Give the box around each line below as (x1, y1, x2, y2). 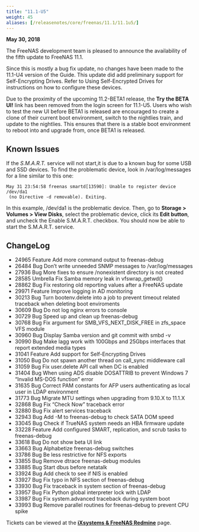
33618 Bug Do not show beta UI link (14, 439, 102, 446)
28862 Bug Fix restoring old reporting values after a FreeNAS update (14, 282, 183, 288)
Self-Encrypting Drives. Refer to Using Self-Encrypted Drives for (6, 78, 163, 85)
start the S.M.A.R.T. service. (6, 223, 75, 231)
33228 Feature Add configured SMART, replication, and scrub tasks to (14, 426, 187, 433)
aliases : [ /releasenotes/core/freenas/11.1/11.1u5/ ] (6, 20, 139, 25)
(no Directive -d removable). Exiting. (8, 194, 108, 200)
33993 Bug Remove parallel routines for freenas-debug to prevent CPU (14, 501, 189, 508)
